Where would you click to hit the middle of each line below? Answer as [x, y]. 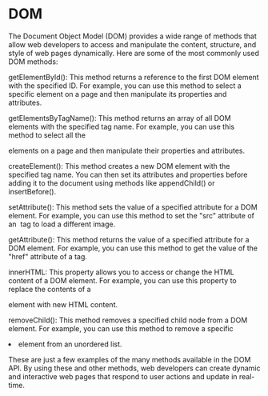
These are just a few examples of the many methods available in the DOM [130, 359]
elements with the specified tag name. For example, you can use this [121, 126]
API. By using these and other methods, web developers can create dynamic [134, 368]
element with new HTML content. [63, 304]
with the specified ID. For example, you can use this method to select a [125, 86]
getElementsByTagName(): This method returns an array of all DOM [120, 118]
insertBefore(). [32, 191]
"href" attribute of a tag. [48, 256]
